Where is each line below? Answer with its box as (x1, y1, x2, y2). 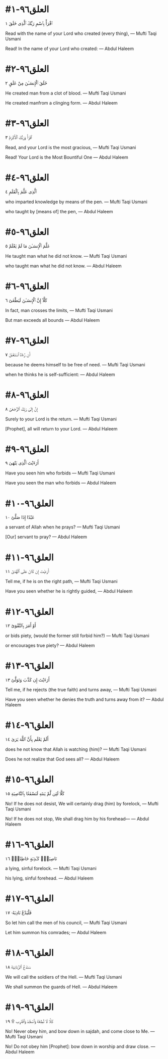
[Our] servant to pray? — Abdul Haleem (5, 534, 87, 540)
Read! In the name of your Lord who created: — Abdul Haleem (5, 45, 134, 52)
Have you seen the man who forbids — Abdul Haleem (5, 480, 117, 486)
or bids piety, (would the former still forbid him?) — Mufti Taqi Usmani (5, 633, 149, 639)
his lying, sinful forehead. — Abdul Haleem (5, 875, 94, 881)
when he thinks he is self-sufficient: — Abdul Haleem (5, 371, 116, 377)
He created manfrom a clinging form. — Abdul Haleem (5, 100, 118, 106)
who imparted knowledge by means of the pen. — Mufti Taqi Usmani (5, 199, 147, 205)
